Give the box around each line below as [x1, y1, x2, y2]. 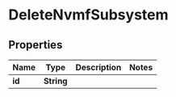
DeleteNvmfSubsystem [8, 6, 169, 24]
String [43, 75, 68, 86]
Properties [8, 38, 63, 52]
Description [75, 62, 122, 73]
